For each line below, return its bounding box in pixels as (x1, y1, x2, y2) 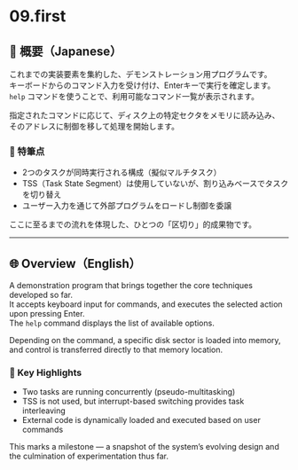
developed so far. (9, 290, 74, 301)
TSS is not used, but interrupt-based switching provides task (21, 396, 245, 407)
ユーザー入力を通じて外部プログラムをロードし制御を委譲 (21, 200, 232, 211)
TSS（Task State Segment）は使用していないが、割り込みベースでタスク (21, 178, 289, 189)
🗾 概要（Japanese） (9, 43, 122, 59)
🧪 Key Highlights (9, 366, 82, 379)
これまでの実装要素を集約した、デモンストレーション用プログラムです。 (9, 69, 272, 79)
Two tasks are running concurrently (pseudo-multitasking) (21, 387, 236, 397)
